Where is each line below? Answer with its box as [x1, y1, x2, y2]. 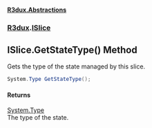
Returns [7, 91, 31, 99]
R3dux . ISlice [7, 23, 51, 33]
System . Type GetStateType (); [7, 76, 91, 83]
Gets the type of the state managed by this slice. [7, 62, 146, 71]
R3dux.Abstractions [7, 6, 67, 14]
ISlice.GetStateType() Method [7, 44, 137, 55]
